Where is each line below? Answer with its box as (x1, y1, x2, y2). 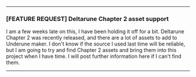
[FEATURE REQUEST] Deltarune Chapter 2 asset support (6, 15, 169, 23)
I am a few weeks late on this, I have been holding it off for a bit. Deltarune (6, 28, 185, 35)
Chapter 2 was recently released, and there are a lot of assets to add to (6, 34, 177, 41)
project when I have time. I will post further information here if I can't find (6, 53, 182, 60)
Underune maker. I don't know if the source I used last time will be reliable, (6, 40, 185, 47)
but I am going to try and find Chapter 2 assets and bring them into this (6, 47, 177, 54)
